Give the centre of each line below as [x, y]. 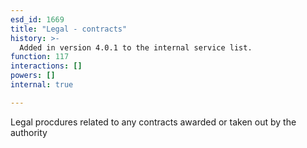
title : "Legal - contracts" [69, 29]
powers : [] [33, 76]
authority [29, 132]
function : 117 [40, 57]
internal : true [42, 85]
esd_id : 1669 [37, 19]
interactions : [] [46, 66]
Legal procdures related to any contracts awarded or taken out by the [153, 122]
